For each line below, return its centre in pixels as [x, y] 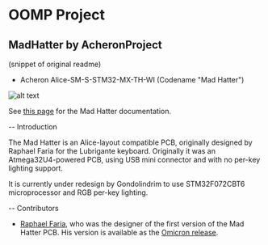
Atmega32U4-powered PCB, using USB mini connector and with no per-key [134, 160]
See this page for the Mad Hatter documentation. [90, 111]
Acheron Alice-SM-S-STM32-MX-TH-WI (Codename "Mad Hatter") [132, 80]
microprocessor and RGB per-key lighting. [78, 192]
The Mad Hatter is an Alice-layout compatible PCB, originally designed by [130, 142]
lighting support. [36, 168]
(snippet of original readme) [55, 64]
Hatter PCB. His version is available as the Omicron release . [119, 232]
